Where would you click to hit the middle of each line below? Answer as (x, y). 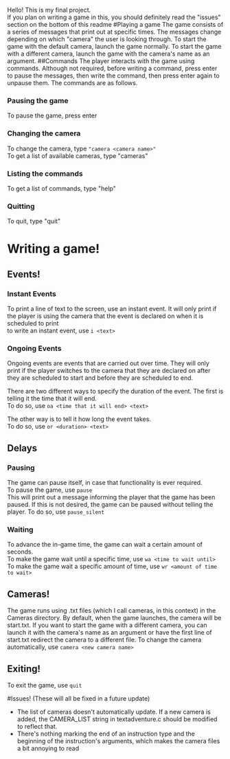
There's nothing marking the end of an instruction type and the (106, 734)
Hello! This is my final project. (49, 10)
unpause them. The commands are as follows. (72, 83)
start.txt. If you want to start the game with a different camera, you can (107, 625)
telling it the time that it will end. (52, 398)
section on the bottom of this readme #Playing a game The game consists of (115, 24)
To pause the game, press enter (52, 115)
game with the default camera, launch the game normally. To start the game (114, 46)
